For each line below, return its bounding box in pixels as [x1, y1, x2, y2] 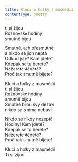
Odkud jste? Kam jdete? [5, 55, 53, 61]
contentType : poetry [5, 12, 48, 17]
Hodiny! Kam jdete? [5, 121, 45, 127]
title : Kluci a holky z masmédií [5, 7, 74, 12]
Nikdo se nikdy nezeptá [5, 116, 53, 122]
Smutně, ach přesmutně [5, 45, 54, 51]
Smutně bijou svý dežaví [5, 101, 55, 107]
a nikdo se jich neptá [5, 50, 47, 56]
